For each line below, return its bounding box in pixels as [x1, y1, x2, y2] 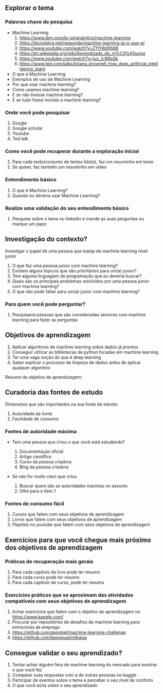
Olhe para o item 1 [19, 488, 56, 494]
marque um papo [12, 221, 47, 227]
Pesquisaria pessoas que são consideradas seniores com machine [12, 311, 146, 317]
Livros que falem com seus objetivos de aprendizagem [12, 517, 122, 522]
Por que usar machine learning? [12, 81, 76, 87]
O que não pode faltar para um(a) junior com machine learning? [12, 289, 140, 294]
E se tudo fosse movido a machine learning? [12, 97, 101, 103]
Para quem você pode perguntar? [5, 301, 86, 308]
